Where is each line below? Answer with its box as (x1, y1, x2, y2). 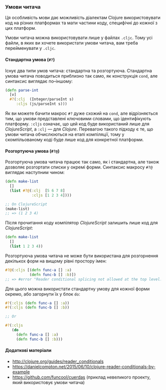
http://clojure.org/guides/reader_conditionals (12, 358, 104, 364)
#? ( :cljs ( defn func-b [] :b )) (5, 305, 70, 310)
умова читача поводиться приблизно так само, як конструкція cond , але (5, 73, 158, 79)
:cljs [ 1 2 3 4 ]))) (31, 193, 72, 198)
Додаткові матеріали (5, 347, 52, 353)
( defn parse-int (5, 87, 39, 92)
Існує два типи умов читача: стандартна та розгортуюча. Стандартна (5, 68, 152, 74)
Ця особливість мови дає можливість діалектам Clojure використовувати (5, 15, 161, 21)
